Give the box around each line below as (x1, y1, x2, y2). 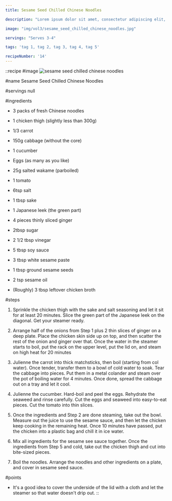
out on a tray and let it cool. (12, 381, 71, 387)
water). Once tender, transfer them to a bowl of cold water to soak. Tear (12, 365, 165, 371)
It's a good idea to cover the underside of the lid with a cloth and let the (12, 485, 164, 490)
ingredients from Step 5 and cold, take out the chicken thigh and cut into (12, 444, 166, 450)
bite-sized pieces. (12, 449, 51, 455)
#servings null (5, 88, 35, 94)
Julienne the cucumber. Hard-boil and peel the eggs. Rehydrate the (12, 391, 155, 397)
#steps (5, 297, 20, 303)
